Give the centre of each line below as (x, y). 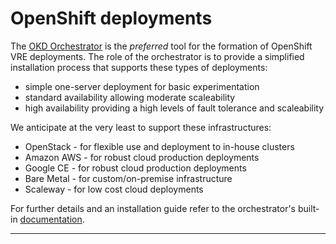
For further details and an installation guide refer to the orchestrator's (153, 208)
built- (308, 208)
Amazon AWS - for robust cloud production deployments (142, 157)
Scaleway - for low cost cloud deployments (114, 189)
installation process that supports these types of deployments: (139, 67)
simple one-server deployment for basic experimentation (142, 86)
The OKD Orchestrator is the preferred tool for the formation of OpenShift (161, 46)
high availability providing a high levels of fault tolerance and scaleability (174, 108)
